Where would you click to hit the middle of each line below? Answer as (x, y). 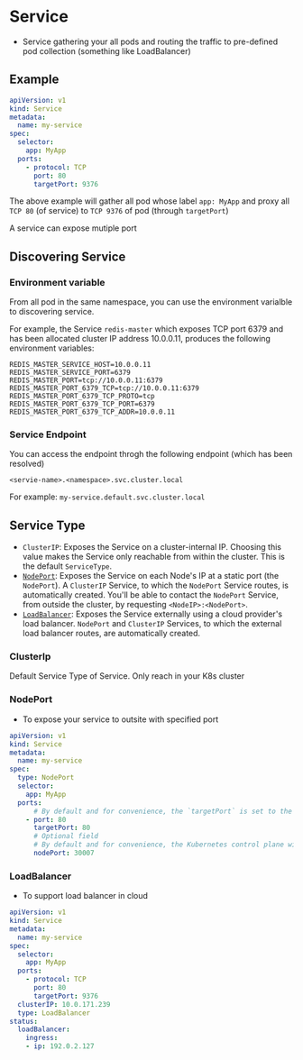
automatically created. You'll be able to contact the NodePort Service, (151, 595)
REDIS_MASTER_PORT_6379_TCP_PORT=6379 (82, 404)
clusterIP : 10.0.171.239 (64, 1004)
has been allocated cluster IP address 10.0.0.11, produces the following (140, 339)
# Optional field (66, 836)
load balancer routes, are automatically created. (111, 634)
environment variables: (52, 348)
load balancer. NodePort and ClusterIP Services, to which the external (152, 624)
